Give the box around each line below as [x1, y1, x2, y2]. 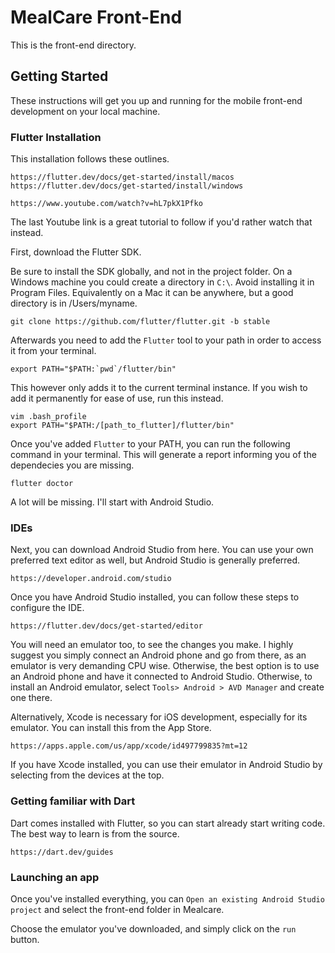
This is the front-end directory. [10, 39, 137, 51]
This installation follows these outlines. [10, 153, 170, 165]
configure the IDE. [10, 602, 85, 614]
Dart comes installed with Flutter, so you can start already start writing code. [10, 817, 326, 829]
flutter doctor [10, 479, 74, 489]
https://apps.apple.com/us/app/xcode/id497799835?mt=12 [10, 741, 248, 751]
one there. [10, 692, 53, 704]
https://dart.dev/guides [10, 847, 114, 857]
